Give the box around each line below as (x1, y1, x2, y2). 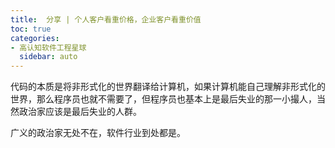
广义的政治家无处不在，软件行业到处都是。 (10, 127, 186, 139)
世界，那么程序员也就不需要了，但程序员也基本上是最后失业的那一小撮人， (10, 93, 317, 105)
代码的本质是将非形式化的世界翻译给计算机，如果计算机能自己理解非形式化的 (10, 81, 326, 93)
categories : (10, 33, 60, 43)
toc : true (10, 24, 52, 34)
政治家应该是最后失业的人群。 (18, 106, 142, 118)
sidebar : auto (19, 52, 78, 62)
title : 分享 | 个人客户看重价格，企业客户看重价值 (10, 14, 202, 25)
